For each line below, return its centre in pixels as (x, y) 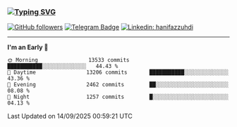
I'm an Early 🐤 (28, 47)
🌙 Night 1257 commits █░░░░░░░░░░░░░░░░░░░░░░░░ (118, 97)
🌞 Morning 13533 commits (68, 60)
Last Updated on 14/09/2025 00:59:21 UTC (70, 116)
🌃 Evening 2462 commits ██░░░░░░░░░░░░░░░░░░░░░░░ (118, 85)
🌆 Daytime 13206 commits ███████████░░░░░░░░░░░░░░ (118, 73)
